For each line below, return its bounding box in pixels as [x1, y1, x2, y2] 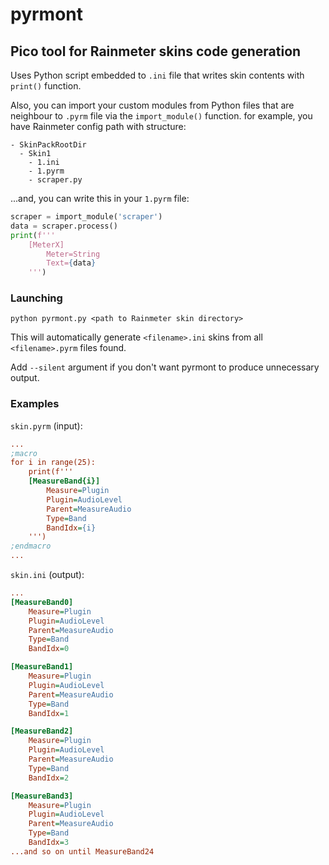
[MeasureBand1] [10, 662, 74, 672]
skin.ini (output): [10, 569, 85, 581]
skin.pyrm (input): [10, 419, 83, 432]
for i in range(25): [10, 458, 97, 468]
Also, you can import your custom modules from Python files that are [10, 99, 295, 111]
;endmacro [10, 541, 52, 552]
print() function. [10, 80, 82, 92]
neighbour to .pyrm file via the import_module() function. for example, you [10, 110, 313, 122]
